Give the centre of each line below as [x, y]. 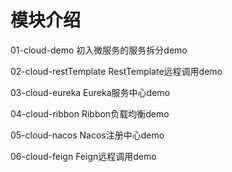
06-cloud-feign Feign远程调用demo [83, 156]
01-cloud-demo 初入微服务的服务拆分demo [99, 50]
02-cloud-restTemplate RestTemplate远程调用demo [116, 71]
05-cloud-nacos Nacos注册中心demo [87, 135]
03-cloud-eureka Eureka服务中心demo [90, 92]
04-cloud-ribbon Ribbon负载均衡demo [90, 113]
